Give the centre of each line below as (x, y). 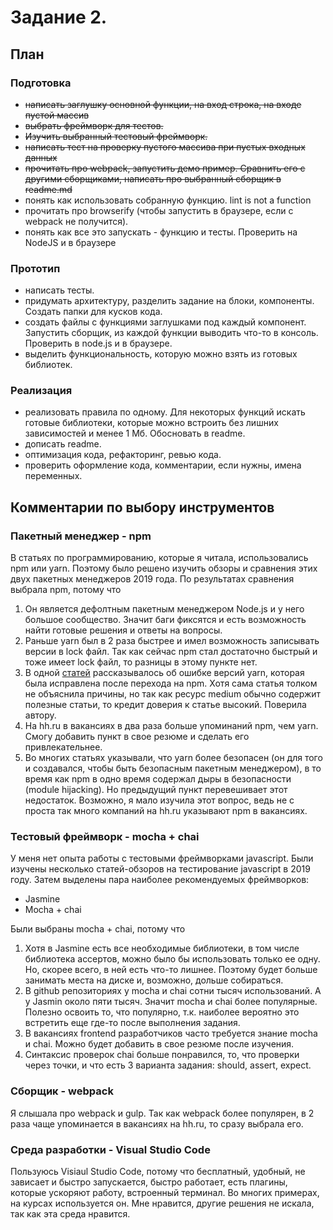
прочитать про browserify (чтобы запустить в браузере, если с (159, 210)
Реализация (41, 391)
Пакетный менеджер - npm (81, 536)
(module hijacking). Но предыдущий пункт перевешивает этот (156, 790)
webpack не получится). (76, 221)
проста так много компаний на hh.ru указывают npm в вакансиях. (166, 811)
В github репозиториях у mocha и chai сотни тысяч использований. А (173, 991)
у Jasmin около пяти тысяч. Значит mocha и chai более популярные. (171, 1002)
